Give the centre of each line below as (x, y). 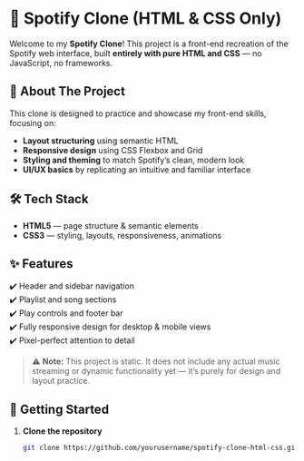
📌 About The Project (67, 91)
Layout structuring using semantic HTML (100, 141)
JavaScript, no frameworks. (61, 63)
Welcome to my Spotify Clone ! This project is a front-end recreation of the (149, 44)
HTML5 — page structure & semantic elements (110, 225)
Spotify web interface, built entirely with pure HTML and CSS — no (136, 53)
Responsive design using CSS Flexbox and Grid (113, 150)
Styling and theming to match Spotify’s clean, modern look (133, 160)
